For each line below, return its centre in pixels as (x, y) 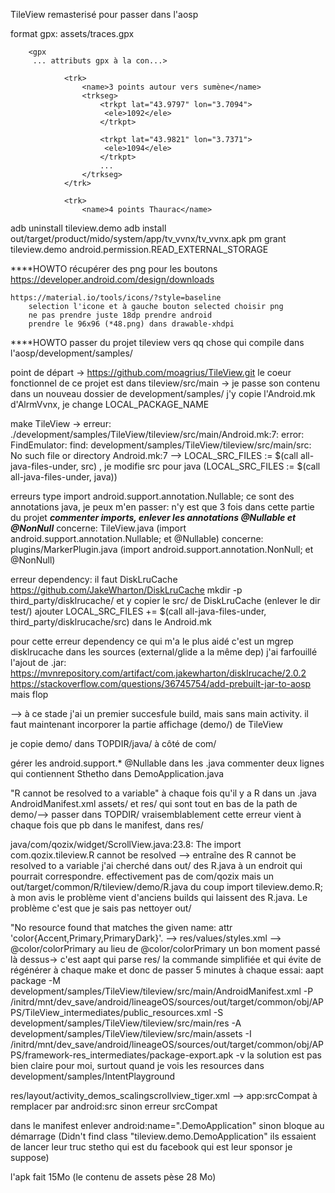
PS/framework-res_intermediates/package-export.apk (122, 1055)
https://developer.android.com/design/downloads (112, 279)
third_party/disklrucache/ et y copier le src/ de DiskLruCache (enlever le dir (165, 600)
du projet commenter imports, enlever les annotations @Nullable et (153, 517)
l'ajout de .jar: (38, 662)
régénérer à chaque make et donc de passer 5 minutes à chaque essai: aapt (167, 970)
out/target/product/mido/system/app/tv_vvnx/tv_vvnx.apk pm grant (148, 238)
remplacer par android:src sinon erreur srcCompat (114, 1106)
